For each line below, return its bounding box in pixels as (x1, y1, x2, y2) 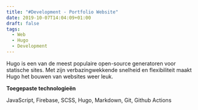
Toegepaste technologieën (6, 84, 76, 92)
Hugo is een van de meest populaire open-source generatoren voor (6, 59, 176, 67)
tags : (6, 26, 20, 32)
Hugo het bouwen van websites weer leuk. (6, 73, 114, 80)
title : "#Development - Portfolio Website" (6, 9, 119, 15)
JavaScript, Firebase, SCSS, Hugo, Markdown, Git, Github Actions (6, 96, 172, 104)
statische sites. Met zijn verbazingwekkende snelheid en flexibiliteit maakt (6, 66, 192, 73)
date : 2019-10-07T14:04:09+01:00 (6, 15, 91, 21)
